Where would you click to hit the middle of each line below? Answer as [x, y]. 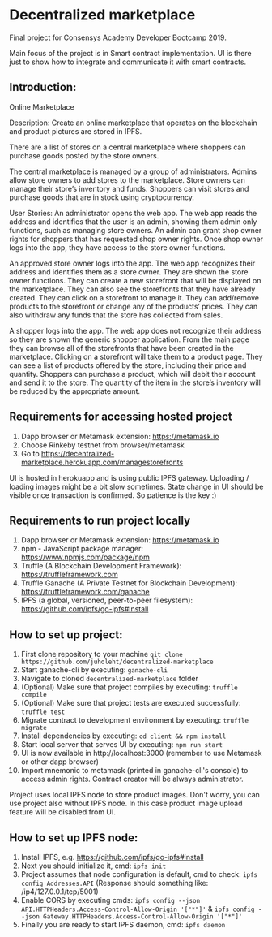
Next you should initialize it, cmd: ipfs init [93, 866]
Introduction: [43, 87]
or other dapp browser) [60, 762]
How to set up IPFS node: [74, 838]
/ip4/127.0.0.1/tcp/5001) [59, 892]
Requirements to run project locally [100, 520]
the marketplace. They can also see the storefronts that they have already [132, 289]
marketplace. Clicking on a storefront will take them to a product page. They [136, 356]
